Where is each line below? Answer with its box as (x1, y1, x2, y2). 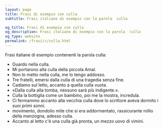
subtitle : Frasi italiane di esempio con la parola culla (5, 16, 128, 21)
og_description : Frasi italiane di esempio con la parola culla (5, 30, 141, 35)
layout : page (5, 7, 32, 12)
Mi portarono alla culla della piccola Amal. (12, 66, 97, 72)
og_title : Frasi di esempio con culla (5, 25, 84, 30)
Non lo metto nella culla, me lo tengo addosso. (12, 72, 106, 77)
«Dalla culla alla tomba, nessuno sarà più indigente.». (12, 87, 120, 93)
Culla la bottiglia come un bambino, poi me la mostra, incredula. (12, 92, 141, 98)
